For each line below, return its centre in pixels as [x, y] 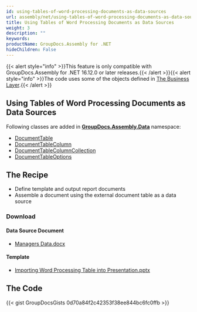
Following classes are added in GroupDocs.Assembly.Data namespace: [94, 126]
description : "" [26, 33]
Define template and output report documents [70, 189]
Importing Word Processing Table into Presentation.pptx [82, 270]
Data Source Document [35, 230]
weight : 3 [18, 28]
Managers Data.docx [40, 244]
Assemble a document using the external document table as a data [96, 195]
